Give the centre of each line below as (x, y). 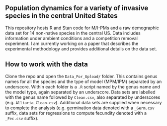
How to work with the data (46, 64)
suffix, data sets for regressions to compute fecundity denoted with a (76, 113)
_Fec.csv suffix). (22, 118)
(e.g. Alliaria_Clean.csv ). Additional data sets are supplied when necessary (83, 102)
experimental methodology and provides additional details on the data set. (81, 48)
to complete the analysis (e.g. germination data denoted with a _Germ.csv (80, 108)
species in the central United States (61, 16)
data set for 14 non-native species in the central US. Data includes (73, 33)
